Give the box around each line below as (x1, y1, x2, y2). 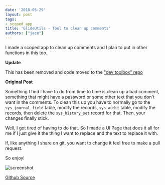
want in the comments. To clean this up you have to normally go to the (5, 99, 150, 105)
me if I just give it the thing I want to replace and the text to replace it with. (5, 130, 158, 136)
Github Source (5, 174, 35, 180)
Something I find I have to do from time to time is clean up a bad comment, (5, 89, 159, 94)
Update (5, 60, 21, 65)
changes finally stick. (5, 115, 49, 121)
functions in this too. (5, 50, 48, 56)
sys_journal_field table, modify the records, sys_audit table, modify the (5, 105, 155, 110)
